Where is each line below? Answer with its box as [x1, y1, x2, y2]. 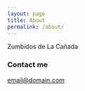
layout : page [7, 10, 46, 17]
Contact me [7, 60, 48, 70]
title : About [7, 17, 46, 24]
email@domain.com [7, 76, 65, 84]
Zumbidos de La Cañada [7, 43, 79, 51]
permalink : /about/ [7, 23, 65, 30]
